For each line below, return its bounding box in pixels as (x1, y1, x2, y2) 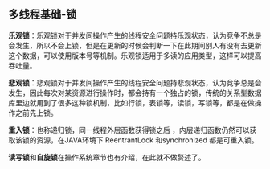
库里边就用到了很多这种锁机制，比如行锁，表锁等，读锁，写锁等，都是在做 (8, 97, 255, 107)
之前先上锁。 (14, 108, 58, 117)
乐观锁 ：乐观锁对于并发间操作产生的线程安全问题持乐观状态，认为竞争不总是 (8, 31, 262, 40)
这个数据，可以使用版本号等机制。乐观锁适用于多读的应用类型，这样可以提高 (8, 51, 262, 60)
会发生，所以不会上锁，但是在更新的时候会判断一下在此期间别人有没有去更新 (8, 40, 262, 50)
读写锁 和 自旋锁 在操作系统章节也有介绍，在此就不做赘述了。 (8, 152, 206, 162)
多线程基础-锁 (8, 7, 77, 22)
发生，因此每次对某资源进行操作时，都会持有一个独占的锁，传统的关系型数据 (8, 88, 262, 97)
